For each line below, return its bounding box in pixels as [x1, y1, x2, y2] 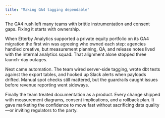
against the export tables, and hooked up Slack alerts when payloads [5, 71, 146, 77]
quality [145, 102, 160, 108]
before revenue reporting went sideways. [5, 82, 89, 88]
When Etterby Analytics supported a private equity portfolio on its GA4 [5, 36, 150, 41]
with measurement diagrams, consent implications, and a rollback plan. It [5, 97, 155, 103]
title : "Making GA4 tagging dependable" [5, 7, 90, 12]
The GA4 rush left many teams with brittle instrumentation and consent [5, 21, 150, 27]
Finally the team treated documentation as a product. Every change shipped [5, 91, 161, 97]
